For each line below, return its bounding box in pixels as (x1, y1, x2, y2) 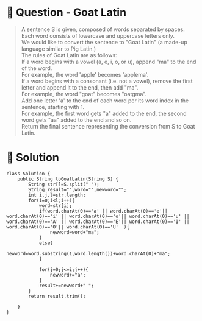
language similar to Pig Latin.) (21, 45, 96, 52)
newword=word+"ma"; (49, 229, 99, 235)
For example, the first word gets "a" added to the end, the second (21, 110, 187, 117)
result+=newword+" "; (38, 283, 95, 289)
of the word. (21, 64, 52, 72)
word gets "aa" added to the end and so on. (21, 116, 132, 124)
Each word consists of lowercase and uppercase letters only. (21, 32, 175, 39)
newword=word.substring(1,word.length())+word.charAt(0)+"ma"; (6, 250, 171, 256)
